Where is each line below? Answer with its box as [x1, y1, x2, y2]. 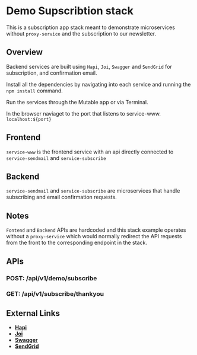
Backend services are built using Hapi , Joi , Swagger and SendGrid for [6, 63, 172, 70]
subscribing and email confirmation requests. [6, 194, 117, 201]
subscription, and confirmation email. [6, 69, 97, 76]
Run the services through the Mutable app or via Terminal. [6, 98, 148, 105]
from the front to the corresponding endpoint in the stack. [6, 239, 147, 247]
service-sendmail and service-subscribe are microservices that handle [6, 187, 180, 194]
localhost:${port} [6, 116, 52, 122]
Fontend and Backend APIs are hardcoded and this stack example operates [6, 226, 186, 234]
